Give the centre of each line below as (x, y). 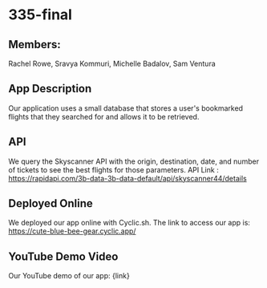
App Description (50, 89)
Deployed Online (51, 203)
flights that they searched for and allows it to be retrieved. (104, 116)
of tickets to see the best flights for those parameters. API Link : (113, 169)
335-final (40, 15)
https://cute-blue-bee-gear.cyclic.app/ (72, 231)
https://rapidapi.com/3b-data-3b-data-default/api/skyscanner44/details (127, 178)
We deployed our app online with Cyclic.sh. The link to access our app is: (129, 223)
